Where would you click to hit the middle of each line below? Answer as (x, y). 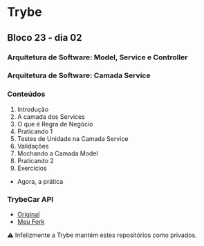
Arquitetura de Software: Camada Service (79, 75)
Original (28, 214)
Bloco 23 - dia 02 (45, 38)
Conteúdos (26, 94)
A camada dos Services (51, 116)
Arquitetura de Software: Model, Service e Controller (98, 57)
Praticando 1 (35, 131)
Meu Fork (31, 222)
